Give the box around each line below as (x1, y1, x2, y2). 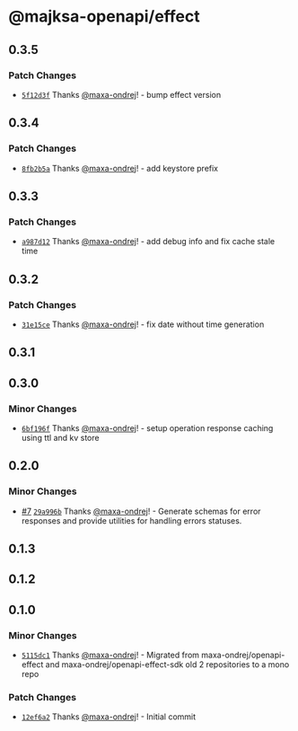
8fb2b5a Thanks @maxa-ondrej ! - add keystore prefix (21, 163, 219, 173)
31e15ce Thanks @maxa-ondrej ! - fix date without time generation (21, 319, 265, 330)
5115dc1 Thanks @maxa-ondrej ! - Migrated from (21, 649, 199, 661)
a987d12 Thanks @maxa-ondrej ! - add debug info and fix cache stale (21, 236, 276, 247)
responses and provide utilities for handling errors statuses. (21, 515, 242, 526)
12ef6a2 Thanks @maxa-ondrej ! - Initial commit (21, 711, 197, 722)
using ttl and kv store (21, 433, 100, 444)
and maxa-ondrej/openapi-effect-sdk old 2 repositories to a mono (45, 659, 290, 670)
